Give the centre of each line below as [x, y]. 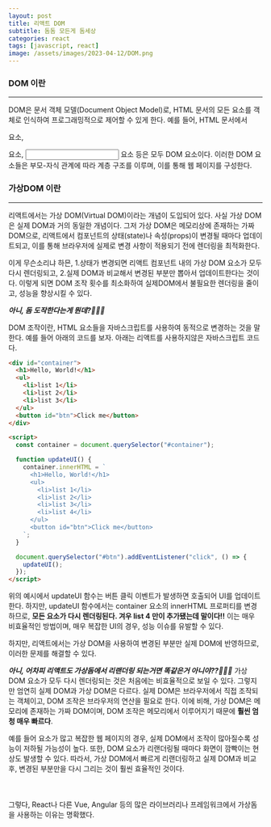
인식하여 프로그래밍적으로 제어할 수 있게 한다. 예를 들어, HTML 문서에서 [135, 120]
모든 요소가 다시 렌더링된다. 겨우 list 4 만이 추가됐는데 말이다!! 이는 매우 [144, 616]
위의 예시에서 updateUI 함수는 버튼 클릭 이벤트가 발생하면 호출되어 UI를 [121, 596]
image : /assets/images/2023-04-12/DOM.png [81, 53]
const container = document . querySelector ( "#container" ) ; [115, 445]
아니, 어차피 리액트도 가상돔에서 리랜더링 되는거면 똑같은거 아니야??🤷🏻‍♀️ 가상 [128, 671]
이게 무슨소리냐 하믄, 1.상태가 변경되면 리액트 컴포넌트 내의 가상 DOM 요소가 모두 [135, 263]
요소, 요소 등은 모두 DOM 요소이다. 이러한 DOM [131, 154]
